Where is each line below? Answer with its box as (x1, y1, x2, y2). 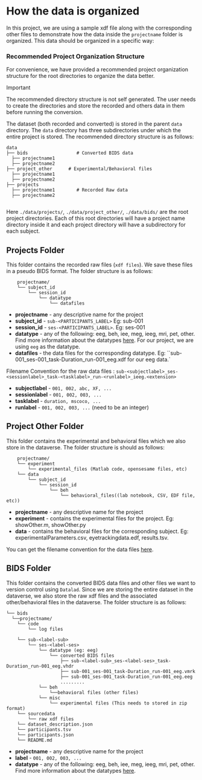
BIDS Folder (6, 563, 51, 573)
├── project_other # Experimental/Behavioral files (6, 166, 153, 172)
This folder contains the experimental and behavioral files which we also (6, 437, 186, 445)
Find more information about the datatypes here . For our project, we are (14, 337, 194, 344)
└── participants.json (17, 732, 74, 738)
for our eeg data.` (127, 356, 171, 363)
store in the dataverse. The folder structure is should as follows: (6, 443, 165, 451)
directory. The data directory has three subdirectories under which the (6, 127, 181, 134)
